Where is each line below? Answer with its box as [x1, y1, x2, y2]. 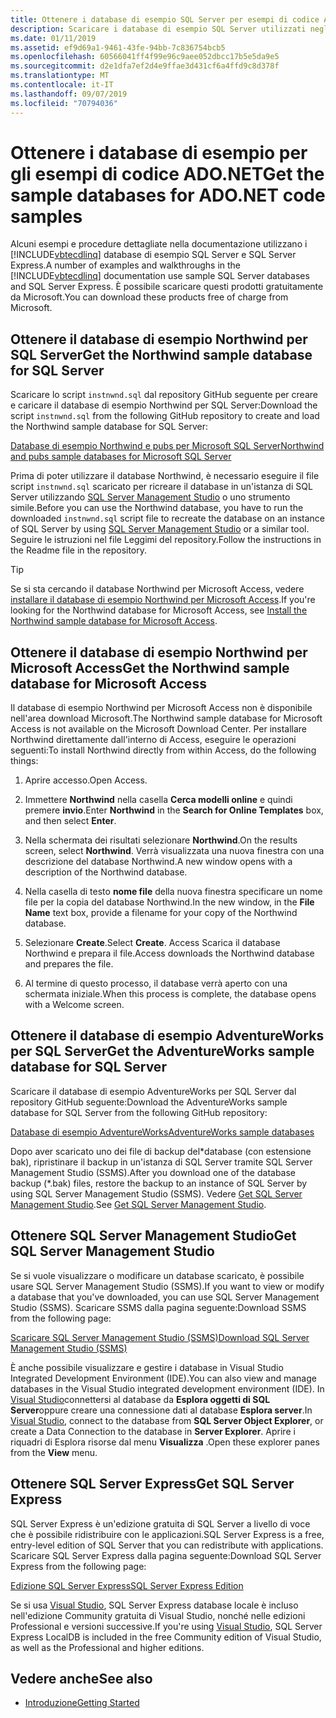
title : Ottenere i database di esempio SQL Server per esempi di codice [10, 14, 320, 25]
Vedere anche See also [10, 1670, 153, 1687]
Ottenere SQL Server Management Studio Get [10, 1227, 297, 1245]
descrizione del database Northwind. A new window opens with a [24, 856, 293, 868]
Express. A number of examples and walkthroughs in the [10, 259, 242, 271]
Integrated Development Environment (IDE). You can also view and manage [10, 1372, 317, 1384]
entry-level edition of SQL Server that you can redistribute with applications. [10, 1539, 324, 1551]
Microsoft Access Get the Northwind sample [10, 659, 290, 676]
